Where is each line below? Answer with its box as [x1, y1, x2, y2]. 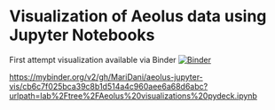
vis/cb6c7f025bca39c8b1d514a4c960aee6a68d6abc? [9, 81, 208, 91]
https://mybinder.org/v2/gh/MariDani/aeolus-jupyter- [9, 71, 204, 82]
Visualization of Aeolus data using [9, 6, 267, 27]
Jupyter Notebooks [9, 25, 155, 45]
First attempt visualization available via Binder [9, 54, 177, 65]
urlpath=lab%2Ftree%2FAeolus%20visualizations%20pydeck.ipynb [9, 90, 257, 101]
